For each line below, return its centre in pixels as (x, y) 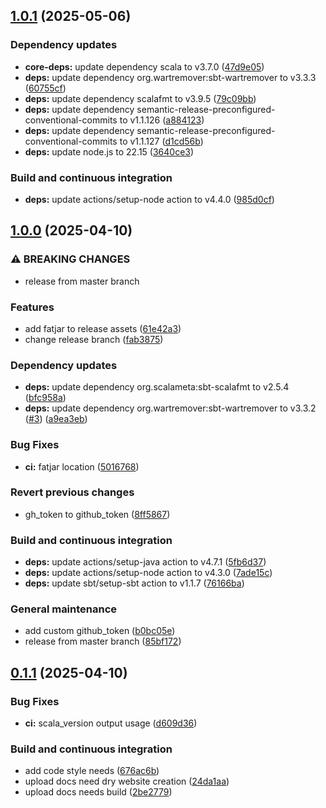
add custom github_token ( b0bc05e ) (100, 631)
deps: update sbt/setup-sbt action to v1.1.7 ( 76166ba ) (134, 583)
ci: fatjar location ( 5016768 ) (82, 466)
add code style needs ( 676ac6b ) (92, 771)
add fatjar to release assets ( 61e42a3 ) (103, 328)
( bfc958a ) (45, 398)
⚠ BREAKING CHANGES (70, 259)
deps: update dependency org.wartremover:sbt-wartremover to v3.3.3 (170, 77)
